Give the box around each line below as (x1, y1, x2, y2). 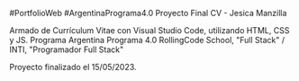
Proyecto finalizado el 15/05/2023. (9, 62, 137, 72)
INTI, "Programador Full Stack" (9, 44, 124, 55)
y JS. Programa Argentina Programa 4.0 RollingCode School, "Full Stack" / (9, 35, 285, 45)
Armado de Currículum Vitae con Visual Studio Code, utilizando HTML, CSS (9, 25, 290, 35)
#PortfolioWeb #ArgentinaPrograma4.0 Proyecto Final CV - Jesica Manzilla (9, 8, 287, 18)
